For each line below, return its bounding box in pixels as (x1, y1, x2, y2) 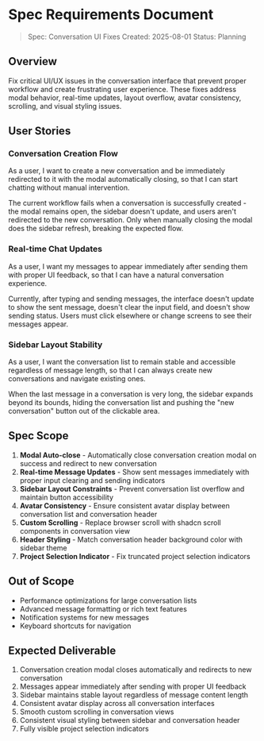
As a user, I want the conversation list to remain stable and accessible (8, 357, 236, 367)
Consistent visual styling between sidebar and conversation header (19, 716, 240, 725)
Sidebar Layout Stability (8, 339, 103, 350)
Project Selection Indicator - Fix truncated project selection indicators (19, 551, 251, 561)
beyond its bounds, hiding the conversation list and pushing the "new (8, 398, 235, 407)
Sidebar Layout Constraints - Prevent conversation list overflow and (19, 484, 245, 493)
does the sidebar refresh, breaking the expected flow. (8, 224, 184, 233)
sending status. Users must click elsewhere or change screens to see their (8, 311, 252, 320)
